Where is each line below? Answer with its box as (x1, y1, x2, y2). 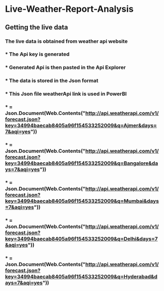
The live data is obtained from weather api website (5, 38, 128, 45)
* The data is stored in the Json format (5, 77, 99, 84)
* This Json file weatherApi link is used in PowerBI (5, 90, 127, 97)
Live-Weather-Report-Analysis (5, 3, 134, 15)
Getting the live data (5, 23, 69, 31)
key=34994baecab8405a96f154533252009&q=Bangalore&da (5, 160, 158, 167)
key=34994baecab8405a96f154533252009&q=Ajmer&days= (5, 122, 157, 129)
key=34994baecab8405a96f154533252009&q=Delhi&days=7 (5, 235, 158, 242)
